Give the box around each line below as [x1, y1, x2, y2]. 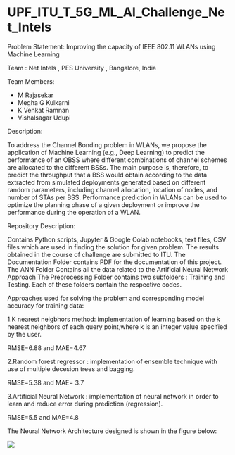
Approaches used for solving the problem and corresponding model [7, 294, 205, 302]
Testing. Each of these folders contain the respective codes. [7, 280, 182, 289]
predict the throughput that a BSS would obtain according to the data [7, 170, 208, 179]
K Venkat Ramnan [17, 106, 70, 114]
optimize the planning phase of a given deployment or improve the [7, 200, 200, 208]
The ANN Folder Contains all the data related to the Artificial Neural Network [7, 265, 229, 273]
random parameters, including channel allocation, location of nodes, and [7, 185, 218, 194]
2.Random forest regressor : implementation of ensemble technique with [7, 357, 218, 366]
